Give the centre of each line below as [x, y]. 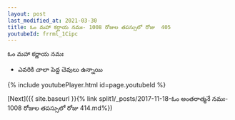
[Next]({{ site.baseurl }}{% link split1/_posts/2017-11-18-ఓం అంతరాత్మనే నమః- [118, 99]
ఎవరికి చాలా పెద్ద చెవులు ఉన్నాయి [60, 70]
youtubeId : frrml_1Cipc [43, 34]
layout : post [27, 14]
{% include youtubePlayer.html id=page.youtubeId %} [87, 85]
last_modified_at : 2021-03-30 [52, 21]
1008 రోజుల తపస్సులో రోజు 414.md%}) [60, 108]
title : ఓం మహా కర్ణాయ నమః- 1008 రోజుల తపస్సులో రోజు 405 [89, 27]
